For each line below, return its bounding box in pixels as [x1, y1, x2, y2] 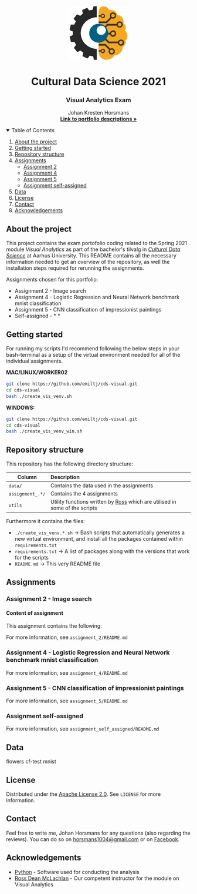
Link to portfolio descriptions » [60, 115, 137, 123]
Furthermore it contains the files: [6, 517, 85, 524]
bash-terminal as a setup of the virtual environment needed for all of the [6, 351, 181, 359]
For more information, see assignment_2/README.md [6, 634, 128, 641]
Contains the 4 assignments [50, 490, 118, 497]
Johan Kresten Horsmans [67, 109, 130, 116]
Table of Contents [11, 127, 55, 134]
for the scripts [14, 554, 49, 561]
